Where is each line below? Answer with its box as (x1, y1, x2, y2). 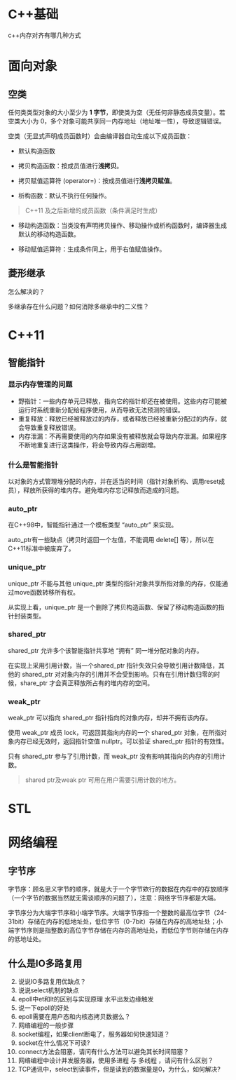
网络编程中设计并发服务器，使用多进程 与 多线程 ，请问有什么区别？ (18, 1056, 214, 1065)
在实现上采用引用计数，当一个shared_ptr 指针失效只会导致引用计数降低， (8, 661, 219, 670)
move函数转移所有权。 (13, 588, 80, 596)
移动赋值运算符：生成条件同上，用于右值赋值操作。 (18, 245, 166, 253)
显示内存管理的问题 (8, 379, 73, 389)
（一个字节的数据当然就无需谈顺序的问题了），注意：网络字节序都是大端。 (8, 893, 220, 902)
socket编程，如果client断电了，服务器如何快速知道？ (18, 1030, 170, 1039)
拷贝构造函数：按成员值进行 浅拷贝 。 (18, 161, 123, 170)
